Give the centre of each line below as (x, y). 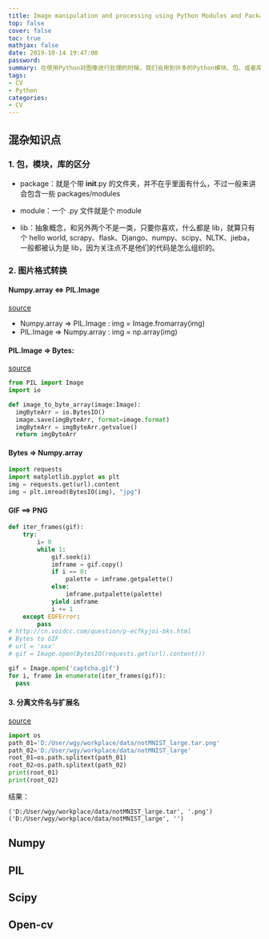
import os (25, 735)
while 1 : (52, 549)
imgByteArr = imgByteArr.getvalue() (76, 427)
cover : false (30, 30)
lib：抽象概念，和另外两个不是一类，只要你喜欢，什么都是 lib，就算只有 (137, 227)
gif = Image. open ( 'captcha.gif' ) (64, 668)
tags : (17, 75)
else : (60, 587)
